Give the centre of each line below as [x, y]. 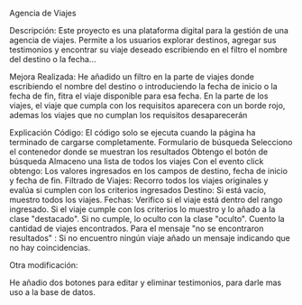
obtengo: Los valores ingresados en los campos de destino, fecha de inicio [149, 171]
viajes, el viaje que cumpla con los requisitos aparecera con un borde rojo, [147, 106]
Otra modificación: [44, 265]
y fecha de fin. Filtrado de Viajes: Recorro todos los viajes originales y [139, 180]
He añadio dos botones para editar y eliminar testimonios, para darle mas [146, 282]
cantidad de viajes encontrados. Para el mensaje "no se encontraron [137, 228]
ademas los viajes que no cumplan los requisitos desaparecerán [128, 115]
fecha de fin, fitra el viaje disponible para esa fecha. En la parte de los [139, 96]
